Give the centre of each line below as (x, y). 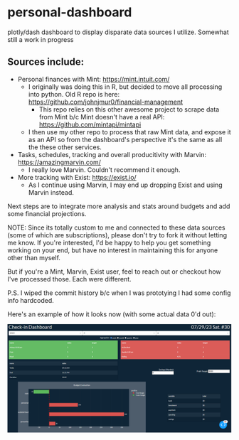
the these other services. (65, 147)
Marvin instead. (51, 192)
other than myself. (34, 257)
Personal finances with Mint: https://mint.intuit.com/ (94, 79)
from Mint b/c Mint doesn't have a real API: (102, 117)
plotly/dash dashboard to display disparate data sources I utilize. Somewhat (118, 32)
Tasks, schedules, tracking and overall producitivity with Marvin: (112, 154)
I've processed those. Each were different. (69, 279)
